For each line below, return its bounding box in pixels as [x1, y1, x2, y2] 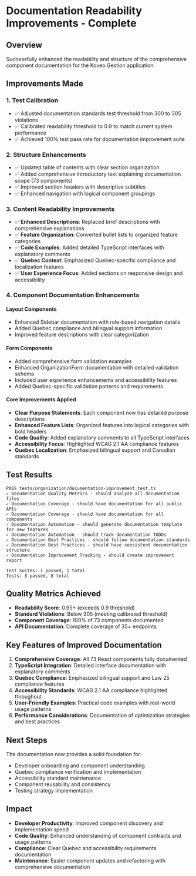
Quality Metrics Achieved [6, 589, 102, 599]
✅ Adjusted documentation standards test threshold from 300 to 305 [14, 110, 181, 117]
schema [14, 370, 34, 377]
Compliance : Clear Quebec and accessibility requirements [14, 844, 157, 851]
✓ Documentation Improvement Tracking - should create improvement [6, 552, 175, 558]
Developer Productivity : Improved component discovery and [14, 820, 163, 827]
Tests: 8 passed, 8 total [6, 573, 69, 579]
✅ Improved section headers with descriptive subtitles [14, 183, 146, 190]
